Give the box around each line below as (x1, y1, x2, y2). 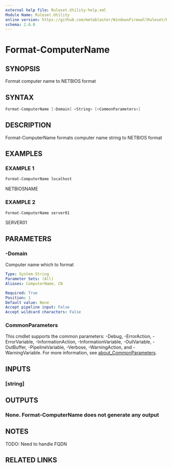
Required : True (5, 290, 38, 296)
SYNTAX (5, 93, 34, 102)
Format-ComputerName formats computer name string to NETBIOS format (5, 134, 162, 140)
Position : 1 (5, 295, 31, 300)
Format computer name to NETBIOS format (5, 78, 96, 84)
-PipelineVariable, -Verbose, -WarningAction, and (28, 344, 132, 350)
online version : (5, 17, 40, 22)
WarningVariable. (5, 350, 42, 356)
